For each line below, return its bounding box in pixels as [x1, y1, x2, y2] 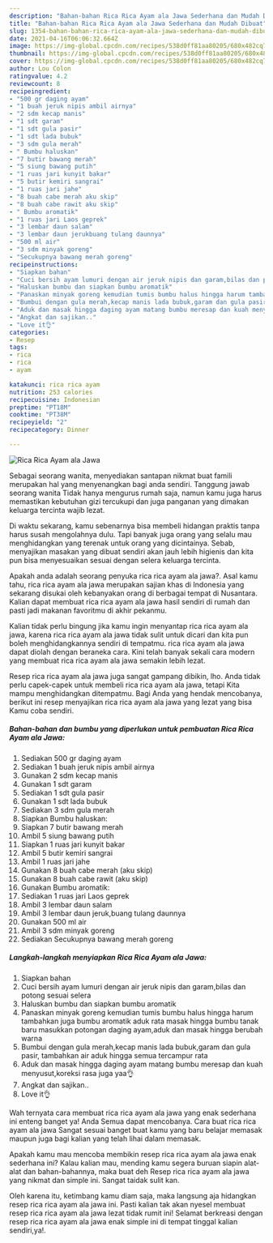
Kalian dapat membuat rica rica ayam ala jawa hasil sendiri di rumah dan [9, 596, 250, 606]
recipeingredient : [9, 87, 71, 96]
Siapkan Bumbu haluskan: [20, 814, 108, 823]
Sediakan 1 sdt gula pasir [20, 788, 105, 797]
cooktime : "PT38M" [9, 411, 71, 419]
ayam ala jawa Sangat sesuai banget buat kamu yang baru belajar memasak [9, 1125, 262, 1134]
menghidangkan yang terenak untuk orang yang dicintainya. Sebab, [9, 538, 236, 548]
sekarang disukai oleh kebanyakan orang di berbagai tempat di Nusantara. [9, 588, 258, 598]
